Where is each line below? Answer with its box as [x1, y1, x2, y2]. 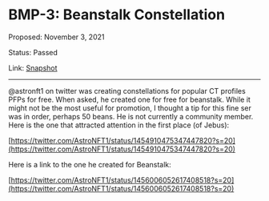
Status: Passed [8, 47, 58, 57]
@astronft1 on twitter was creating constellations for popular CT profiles [8, 86, 246, 95]
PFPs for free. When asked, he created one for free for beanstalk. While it [8, 94, 251, 104]
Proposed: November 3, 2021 [8, 32, 105, 42]
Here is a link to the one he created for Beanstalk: [8, 159, 172, 169]
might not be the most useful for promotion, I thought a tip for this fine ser [8, 103, 252, 113]
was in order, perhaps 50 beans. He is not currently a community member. [8, 111, 254, 121]
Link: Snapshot [8, 62, 58, 73]
